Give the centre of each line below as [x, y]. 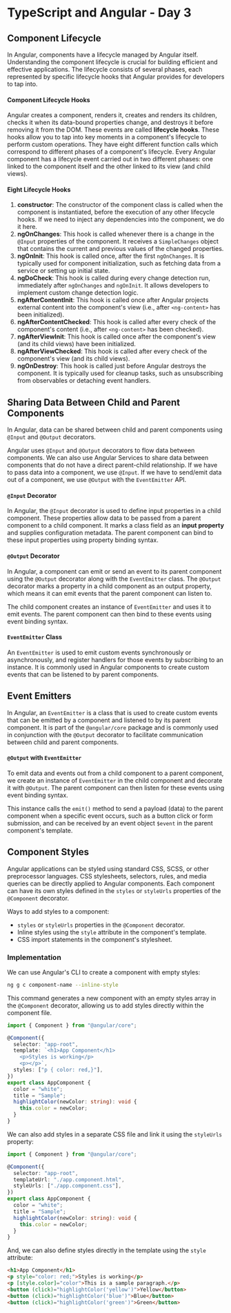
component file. [30, 1012]
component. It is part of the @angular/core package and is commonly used [113, 727]
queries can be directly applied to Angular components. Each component [111, 883]
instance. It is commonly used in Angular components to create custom [108, 667]
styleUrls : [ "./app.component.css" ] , [68, 1186]
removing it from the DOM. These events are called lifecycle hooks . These [113, 130]
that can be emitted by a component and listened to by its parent [99, 720]
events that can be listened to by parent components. [83, 674]
